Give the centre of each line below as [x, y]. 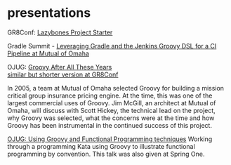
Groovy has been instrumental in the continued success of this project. [110, 125]
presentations [49, 13]
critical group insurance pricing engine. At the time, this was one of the [110, 95]
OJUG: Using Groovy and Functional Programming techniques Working [110, 139]
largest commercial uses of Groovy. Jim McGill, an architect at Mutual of [112, 103]
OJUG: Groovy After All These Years [60, 67]
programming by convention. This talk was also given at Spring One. [106, 154]
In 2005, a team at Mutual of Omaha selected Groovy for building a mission [116, 88]
